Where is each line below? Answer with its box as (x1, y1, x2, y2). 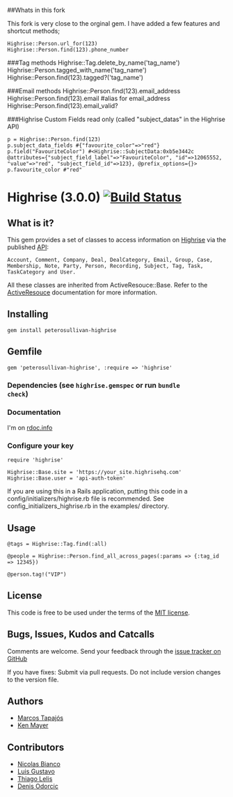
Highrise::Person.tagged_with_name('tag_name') (7, 66, 147, 74)
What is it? (7, 217, 54, 229)
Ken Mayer (17, 721, 49, 729)
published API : (7, 243, 49, 251)
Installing (7, 308, 49, 320)
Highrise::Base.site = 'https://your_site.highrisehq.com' (7, 469, 182, 476)
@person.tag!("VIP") (7, 571, 67, 578)
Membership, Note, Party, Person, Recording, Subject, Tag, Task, (7, 262, 204, 269)
